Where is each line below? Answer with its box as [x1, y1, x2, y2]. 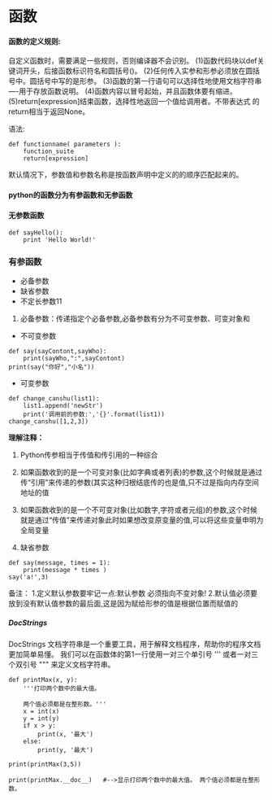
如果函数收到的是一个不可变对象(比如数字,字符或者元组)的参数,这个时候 [19, 505, 258, 515]
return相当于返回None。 [8, 107, 90, 116]
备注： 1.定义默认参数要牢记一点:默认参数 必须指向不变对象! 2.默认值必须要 [8, 588, 258, 598]
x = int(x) [23, 707, 60, 716]
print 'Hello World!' [23, 236, 96, 244]
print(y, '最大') [37, 746, 93, 754]
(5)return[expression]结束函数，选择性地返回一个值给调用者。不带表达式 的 [8, 97, 260, 107]
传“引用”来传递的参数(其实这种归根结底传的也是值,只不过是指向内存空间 [19, 478, 260, 487]
